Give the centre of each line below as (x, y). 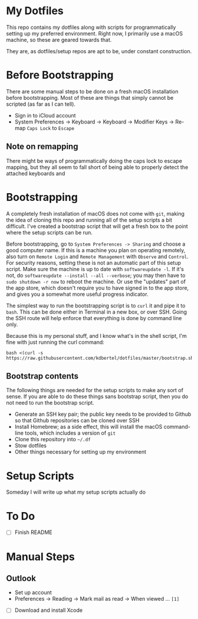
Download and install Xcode (49, 610)
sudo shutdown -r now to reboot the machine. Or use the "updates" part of (96, 281)
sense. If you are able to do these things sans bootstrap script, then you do (97, 396)
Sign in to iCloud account (45, 115)
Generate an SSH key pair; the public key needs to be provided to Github (103, 414)
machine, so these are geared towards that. (59, 40)
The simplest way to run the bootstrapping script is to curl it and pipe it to (96, 305)
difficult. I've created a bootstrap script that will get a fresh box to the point (97, 226)
